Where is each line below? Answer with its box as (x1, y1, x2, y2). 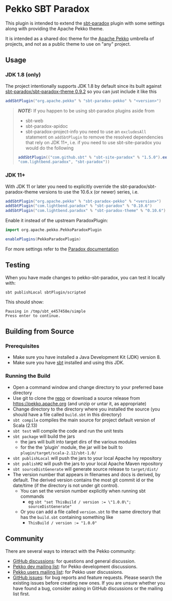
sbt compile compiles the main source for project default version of (12, 417, 156, 423)
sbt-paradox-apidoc (25, 123, 68, 129)
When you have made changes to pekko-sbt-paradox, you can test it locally (5, 274, 165, 280)
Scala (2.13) (12, 422, 37, 429)
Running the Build (5, 373, 51, 380)
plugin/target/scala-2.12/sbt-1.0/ (20, 450, 96, 456)
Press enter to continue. (5, 313, 60, 318)
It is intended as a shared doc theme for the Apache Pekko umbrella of (5, 35, 155, 42)
